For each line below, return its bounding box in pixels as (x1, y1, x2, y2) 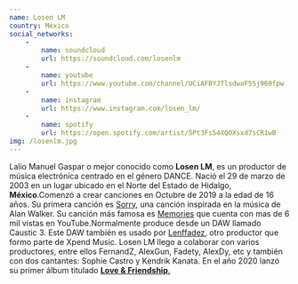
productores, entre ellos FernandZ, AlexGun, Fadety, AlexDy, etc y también (9, 246, 283, 256)
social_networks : (9, 29, 74, 38)
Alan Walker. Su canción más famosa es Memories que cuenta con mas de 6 (9, 208, 290, 218)
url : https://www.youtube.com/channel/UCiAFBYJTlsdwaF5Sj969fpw (41, 79, 285, 88)
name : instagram (41, 95, 101, 105)
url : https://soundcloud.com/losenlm (41, 54, 181, 63)
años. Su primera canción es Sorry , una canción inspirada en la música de (9, 199, 281, 209)
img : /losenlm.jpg (9, 137, 77, 146)
